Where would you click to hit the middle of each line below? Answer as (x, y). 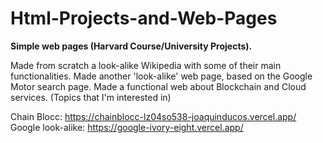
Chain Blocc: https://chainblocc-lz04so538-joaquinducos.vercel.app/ (153, 116)
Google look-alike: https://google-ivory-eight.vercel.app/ (127, 127)
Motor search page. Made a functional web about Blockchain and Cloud (158, 86)
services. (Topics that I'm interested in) (91, 97)
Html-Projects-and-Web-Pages (144, 18)
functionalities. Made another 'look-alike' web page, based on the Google (161, 76)
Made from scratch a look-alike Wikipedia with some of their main (146, 65)
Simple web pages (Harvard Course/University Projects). (131, 46)
